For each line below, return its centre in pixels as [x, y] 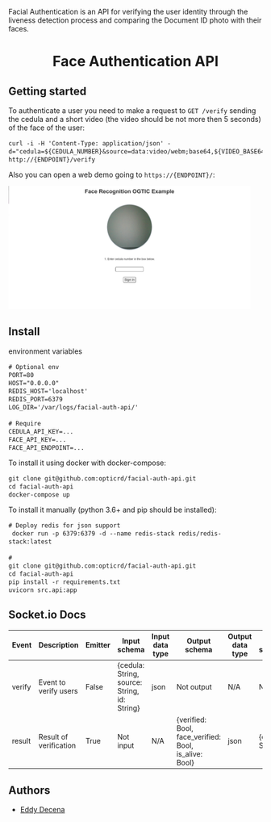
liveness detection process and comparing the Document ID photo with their [135, 20]
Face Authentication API [135, 62]
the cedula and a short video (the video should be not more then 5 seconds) [135, 119]
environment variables [46, 351]
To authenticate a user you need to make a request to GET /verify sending [132, 111]
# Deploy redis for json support [65, 525]
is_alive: [190, 753]
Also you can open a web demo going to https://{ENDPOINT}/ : [112, 174]
